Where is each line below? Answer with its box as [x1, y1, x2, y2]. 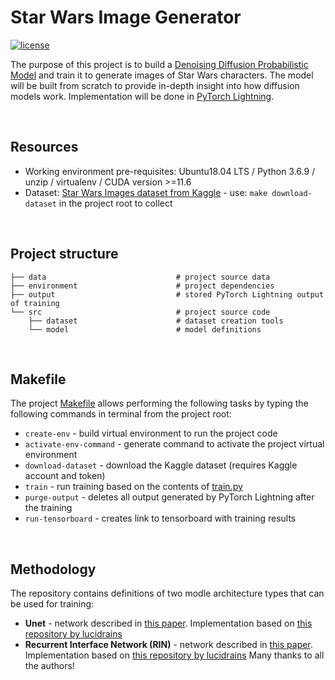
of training [10, 298, 60, 308]
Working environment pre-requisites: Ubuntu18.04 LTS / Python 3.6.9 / [24, 165, 316, 177]
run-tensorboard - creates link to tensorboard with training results [24, 512, 297, 525]
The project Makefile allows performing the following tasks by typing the [10, 397, 309, 410]
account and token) [24, 470, 106, 482]
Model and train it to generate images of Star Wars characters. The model [10, 69, 314, 81]
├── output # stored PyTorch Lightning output [10, 289, 325, 300]
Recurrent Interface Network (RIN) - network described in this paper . [24, 639, 313, 651]
